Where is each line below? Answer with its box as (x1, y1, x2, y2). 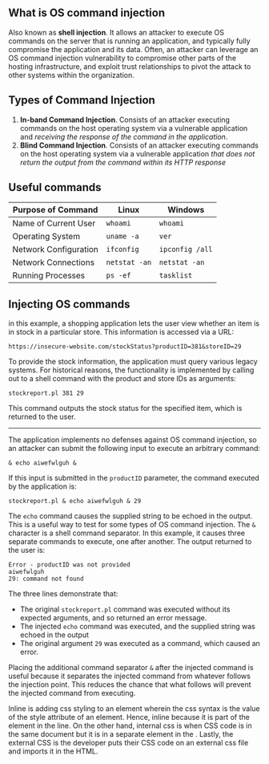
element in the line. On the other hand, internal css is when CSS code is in (8, 721, 252, 730)
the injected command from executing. (8, 689, 136, 698)
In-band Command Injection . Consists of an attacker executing (19, 115, 231, 124)
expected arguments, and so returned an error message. (19, 613, 207, 623)
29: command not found (8, 575, 84, 583)
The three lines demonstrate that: (8, 589, 118, 599)
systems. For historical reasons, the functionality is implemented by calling (8, 365, 255, 375)
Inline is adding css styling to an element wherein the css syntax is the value (8, 704, 260, 713)
